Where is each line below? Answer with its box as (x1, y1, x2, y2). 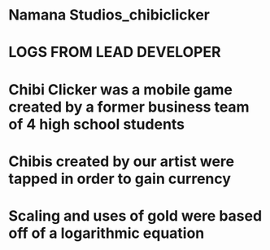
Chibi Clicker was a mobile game (8, 80, 233, 99)
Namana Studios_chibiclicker (8, 6, 210, 24)
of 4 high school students (8, 115, 185, 134)
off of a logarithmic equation (8, 224, 205, 242)
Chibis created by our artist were (8, 152, 235, 170)
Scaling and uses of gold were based (8, 206, 263, 225)
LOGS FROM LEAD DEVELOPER (8, 43, 221, 62)
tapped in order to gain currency (8, 169, 232, 188)
